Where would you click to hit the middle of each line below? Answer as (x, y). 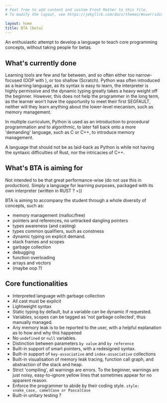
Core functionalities (37, 284)
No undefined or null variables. (44, 338)
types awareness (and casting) (44, 226)
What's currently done (41, 63)
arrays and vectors (32, 263)
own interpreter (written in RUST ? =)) (44, 191)
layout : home (19, 23)
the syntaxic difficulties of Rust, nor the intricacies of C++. (65, 153)
